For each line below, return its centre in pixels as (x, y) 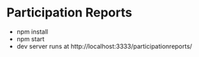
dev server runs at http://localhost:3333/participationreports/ (104, 46)
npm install (32, 32)
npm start (30, 38)
